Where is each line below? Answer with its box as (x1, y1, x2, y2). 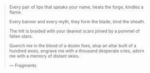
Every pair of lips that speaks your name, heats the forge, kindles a (9, 4, 144, 10)
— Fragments (9, 63, 37, 68)
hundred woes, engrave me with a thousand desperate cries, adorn (9, 48, 145, 54)
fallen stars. (9, 34, 33, 39)
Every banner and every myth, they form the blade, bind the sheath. (9, 19, 146, 24)
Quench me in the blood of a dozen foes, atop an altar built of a (9, 43, 137, 48)
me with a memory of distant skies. (9, 53, 80, 59)
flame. (9, 9, 22, 15)
